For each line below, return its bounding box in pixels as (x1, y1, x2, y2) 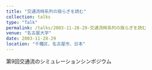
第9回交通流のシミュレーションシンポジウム (6, 58, 112, 65)
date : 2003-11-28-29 (6, 36, 57, 41)
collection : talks (6, 14, 51, 20)
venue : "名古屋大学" (6, 30, 51, 36)
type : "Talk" (6, 19, 38, 25)
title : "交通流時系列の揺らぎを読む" (6, 8, 87, 15)
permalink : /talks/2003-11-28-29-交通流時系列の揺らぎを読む (6, 24, 147, 31)
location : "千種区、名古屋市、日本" (6, 41, 86, 47)
